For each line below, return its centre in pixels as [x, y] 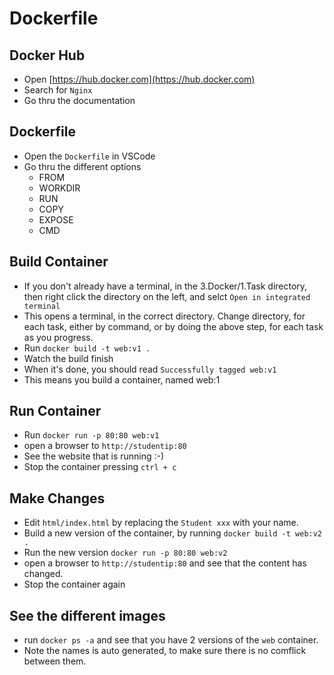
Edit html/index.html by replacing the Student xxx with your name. [161, 523]
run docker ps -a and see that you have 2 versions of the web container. [171, 640]
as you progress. [58, 337]
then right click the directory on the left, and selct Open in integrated [167, 296]
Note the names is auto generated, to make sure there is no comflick [165, 651]
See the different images [87, 615]
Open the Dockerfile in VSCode [89, 156]
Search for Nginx [58, 90]
